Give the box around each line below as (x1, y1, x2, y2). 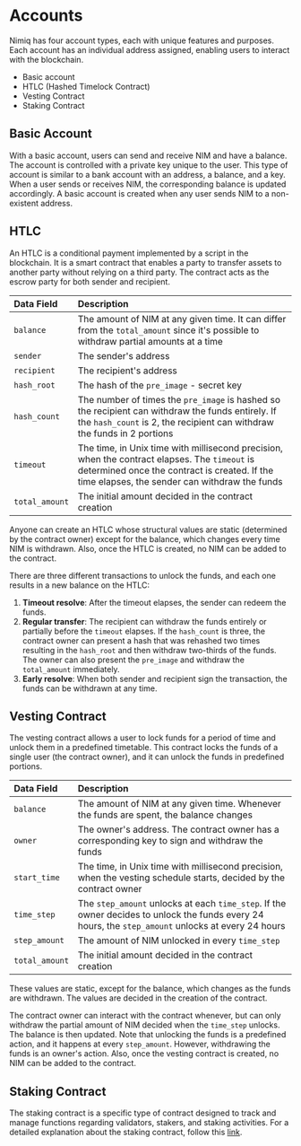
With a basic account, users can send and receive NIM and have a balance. (9, 150, 288, 161)
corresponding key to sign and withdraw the (77, 835, 263, 847)
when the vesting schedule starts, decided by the (77, 871, 285, 884)
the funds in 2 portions (77, 427, 174, 440)
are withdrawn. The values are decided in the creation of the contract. (9, 993, 268, 1003)
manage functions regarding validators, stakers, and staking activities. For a (9, 1117, 289, 1128)
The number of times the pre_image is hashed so (77, 393, 280, 406)
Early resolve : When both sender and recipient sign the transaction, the (21, 673, 288, 684)
